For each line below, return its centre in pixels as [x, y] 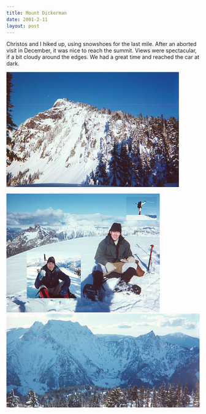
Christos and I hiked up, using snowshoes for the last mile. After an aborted [101, 44]
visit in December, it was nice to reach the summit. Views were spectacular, [102, 51]
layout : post [23, 26]
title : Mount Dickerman [37, 13]
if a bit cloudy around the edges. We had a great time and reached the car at [103, 57]
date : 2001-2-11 [27, 19]
